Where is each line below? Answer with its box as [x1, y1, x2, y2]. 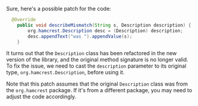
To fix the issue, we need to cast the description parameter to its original [6, 62, 187, 69]
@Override [11, 17, 36, 23]
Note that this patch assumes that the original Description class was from [6, 80, 188, 87]
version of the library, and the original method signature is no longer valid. [6, 56, 188, 63]
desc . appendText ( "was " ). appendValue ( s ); [28, 33, 133, 40]
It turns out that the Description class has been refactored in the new [6, 50, 177, 57]
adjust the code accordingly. [6, 93, 77, 101]
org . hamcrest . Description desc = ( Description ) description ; [28, 28, 184, 34]
